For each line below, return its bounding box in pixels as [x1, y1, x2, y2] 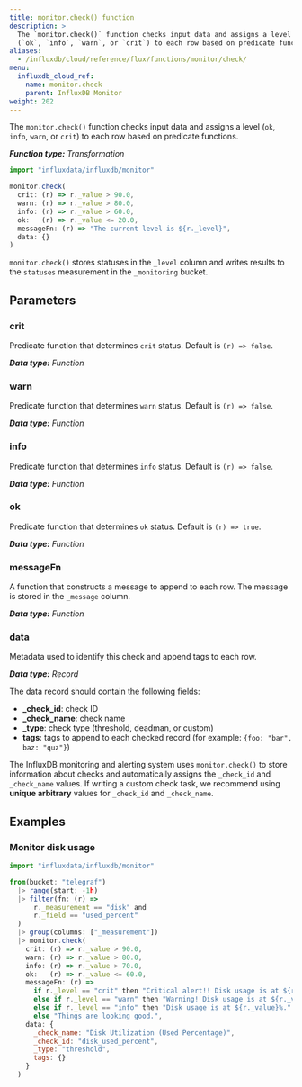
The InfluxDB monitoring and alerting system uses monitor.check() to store [9, 759, 288, 770]
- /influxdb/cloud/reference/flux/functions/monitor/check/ [17, 55, 247, 64]
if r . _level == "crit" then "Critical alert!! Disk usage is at [32, 986, 280, 995]
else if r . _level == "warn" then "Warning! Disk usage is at [32, 995, 268, 1004]
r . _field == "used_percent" [32, 911, 139, 921]
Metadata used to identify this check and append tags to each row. [9, 651, 258, 662]
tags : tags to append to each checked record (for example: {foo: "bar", [22, 732, 292, 743]
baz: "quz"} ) [22, 741, 70, 752]
